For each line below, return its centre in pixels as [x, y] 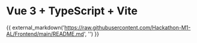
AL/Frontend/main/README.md [45, 33]
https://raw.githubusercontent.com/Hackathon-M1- [127, 27]
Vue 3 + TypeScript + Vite [72, 11]
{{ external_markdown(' [35, 27]
